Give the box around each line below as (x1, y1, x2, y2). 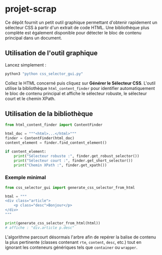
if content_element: (5, 149, 47, 154)
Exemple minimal (5, 174, 46, 181)
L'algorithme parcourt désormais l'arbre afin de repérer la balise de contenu (5, 234, 156, 240)
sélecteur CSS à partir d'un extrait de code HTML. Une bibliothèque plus (5, 24, 149, 30)
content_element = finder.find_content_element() (5, 140, 107, 145)
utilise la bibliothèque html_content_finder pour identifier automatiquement (5, 85, 155, 91)
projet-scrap (5, 3, 57, 15)
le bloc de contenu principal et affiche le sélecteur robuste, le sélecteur (5, 90, 147, 96)
